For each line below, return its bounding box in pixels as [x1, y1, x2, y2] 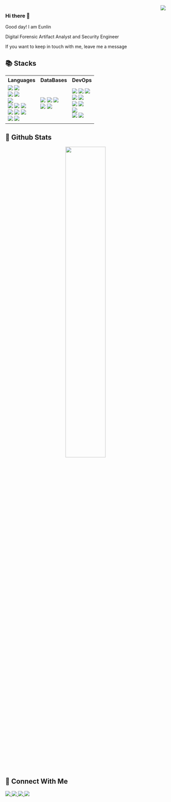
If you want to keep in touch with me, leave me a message [5, 43, 127, 50]
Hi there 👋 [5, 12, 31, 19]
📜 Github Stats [5, 133, 52, 142]
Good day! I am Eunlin [5, 24, 51, 30]
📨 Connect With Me [5, 777, 68, 786]
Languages [8, 76, 36, 84]
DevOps [72, 76, 92, 84]
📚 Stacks [5, 59, 37, 68]
